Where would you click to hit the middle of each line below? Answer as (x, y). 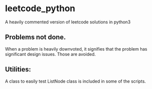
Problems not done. (36, 37)
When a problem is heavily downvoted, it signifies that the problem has (76, 49)
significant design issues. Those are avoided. (50, 54)
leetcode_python (40, 9)
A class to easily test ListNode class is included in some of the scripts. (76, 81)
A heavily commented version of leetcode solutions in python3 (68, 22)
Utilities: (18, 69)
